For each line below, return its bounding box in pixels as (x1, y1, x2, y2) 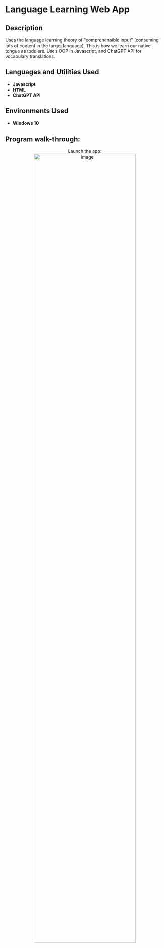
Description (5, 24, 43, 32)
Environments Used (5, 107, 69, 115)
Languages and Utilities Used (5, 68, 99, 76)
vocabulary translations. (5, 53, 56, 59)
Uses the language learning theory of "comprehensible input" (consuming (5, 37, 159, 43)
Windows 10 (12, 120, 39, 126)
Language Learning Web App (5, 4, 130, 15)
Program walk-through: (5, 135, 81, 144)
